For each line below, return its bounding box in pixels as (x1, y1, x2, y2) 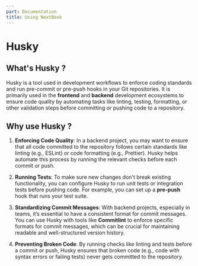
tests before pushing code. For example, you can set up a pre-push (14, 186, 181, 193)
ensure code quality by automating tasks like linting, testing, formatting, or (6, 98, 188, 105)
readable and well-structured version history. (14, 229, 125, 236)
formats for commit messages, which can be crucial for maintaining (14, 223, 180, 230)
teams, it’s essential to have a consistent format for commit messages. (14, 210, 187, 217)
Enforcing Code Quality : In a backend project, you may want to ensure (14, 137, 189, 144)
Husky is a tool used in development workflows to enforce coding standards (6, 79, 192, 86)
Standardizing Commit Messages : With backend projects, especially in (14, 204, 190, 211)
